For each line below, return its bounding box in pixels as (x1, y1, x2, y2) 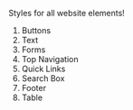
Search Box (21, 73, 65, 84)
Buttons (21, 25, 52, 35)
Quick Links (21, 63, 66, 74)
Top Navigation (21, 54, 79, 64)
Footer (21, 83, 47, 93)
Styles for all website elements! (8, 8, 126, 18)
